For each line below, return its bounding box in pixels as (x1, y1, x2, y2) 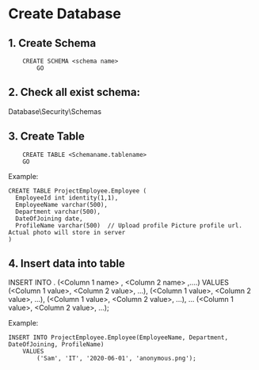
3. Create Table (8, 130, 86, 143)
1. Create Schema (8, 36, 97, 50)
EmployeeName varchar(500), (15, 200, 109, 208)
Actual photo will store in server (8, 228, 126, 236)
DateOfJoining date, (15, 215, 83, 223)
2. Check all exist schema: (8, 86, 141, 99)
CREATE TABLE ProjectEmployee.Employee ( (8, 187, 147, 195)
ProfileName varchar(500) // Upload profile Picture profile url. (15, 221, 243, 230)
